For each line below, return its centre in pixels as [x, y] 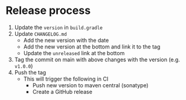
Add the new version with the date [66, 40]
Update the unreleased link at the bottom [74, 53]
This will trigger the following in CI [66, 79]
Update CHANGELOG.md [40, 33]
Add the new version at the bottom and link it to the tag [92, 47]
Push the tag [30, 72]
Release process [48, 11]
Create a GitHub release [63, 92]
